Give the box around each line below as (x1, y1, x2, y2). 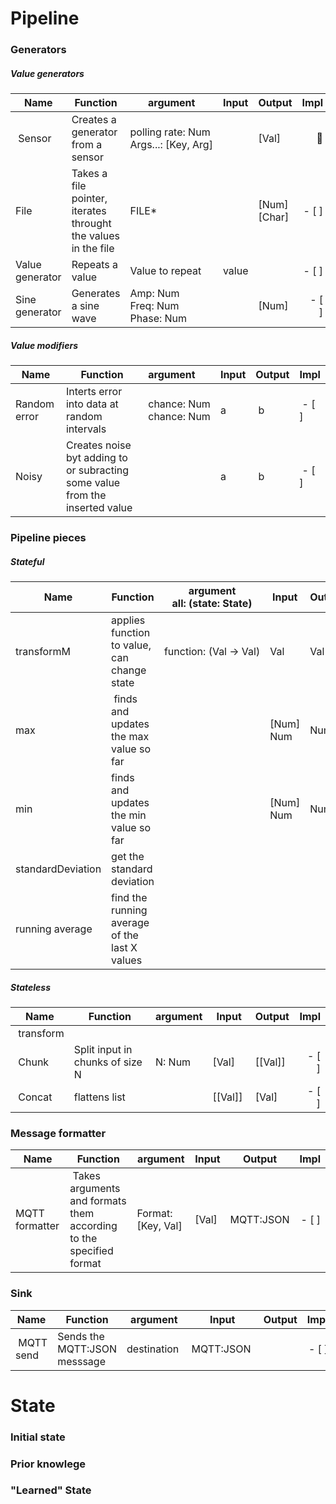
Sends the (57, 1329, 105, 1343)
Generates (71, 287, 121, 301)
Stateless (10, 981, 51, 993)
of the (111, 928, 139, 942)
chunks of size (73, 1055, 143, 1069)
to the (69, 1232, 98, 1246)
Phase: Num (129, 312, 188, 326)
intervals (65, 422, 107, 436)
